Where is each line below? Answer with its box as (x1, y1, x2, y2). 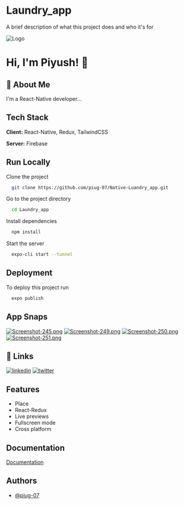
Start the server (6, 240, 45, 247)
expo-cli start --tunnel (11, 252, 73, 258)
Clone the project (6, 173, 49, 180)
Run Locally (6, 157, 50, 168)
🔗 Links (6, 351, 34, 361)
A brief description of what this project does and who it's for (6, 23, 154, 30)
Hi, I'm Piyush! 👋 (6, 56, 88, 69)
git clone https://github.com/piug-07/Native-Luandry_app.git (11, 184, 169, 191)
